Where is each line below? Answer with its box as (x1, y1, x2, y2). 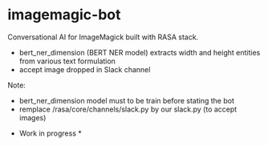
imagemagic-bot (7, 6, 121, 24)
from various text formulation (18, 56, 116, 66)
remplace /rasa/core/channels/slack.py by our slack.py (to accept (18, 104, 238, 114)
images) (18, 112, 47, 122)
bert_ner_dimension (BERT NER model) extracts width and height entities (18, 47, 261, 57)
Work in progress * (18, 128, 82, 138)
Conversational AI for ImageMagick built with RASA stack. (7, 32, 199, 42)
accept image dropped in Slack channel (18, 64, 151, 74)
